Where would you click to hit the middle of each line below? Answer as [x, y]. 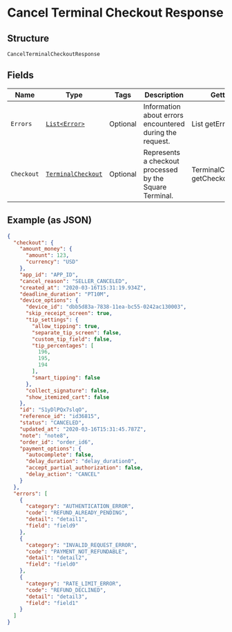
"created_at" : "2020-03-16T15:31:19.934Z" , [83, 288]
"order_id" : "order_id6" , [57, 442]
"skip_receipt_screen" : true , [69, 314]
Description [164, 95]
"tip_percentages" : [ [63, 345]
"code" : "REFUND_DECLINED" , [66, 590]
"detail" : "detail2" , [57, 558]
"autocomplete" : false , [60, 455]
